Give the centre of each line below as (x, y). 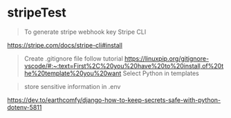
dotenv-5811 (25, 107)
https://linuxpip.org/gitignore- (167, 58)
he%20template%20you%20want (73, 73)
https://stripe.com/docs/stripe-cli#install (65, 45)
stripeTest (37, 13)
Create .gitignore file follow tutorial (73, 58)
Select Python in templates (161, 73)
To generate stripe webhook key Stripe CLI (85, 32)
